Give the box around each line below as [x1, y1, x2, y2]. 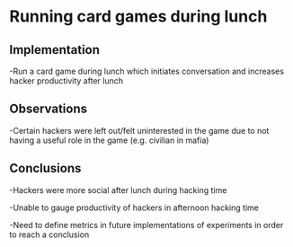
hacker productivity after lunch [9, 75, 124, 86]
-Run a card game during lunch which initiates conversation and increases [9, 66, 285, 76]
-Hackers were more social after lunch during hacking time [9, 184, 227, 195]
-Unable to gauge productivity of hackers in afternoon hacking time [9, 202, 259, 213]
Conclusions [9, 161, 82, 176]
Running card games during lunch [9, 6, 268, 27]
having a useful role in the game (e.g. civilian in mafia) [9, 135, 209, 146]
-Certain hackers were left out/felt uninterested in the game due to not [9, 125, 270, 136]
